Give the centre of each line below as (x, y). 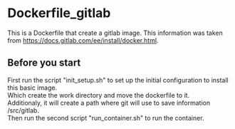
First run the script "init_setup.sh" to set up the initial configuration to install (118, 80)
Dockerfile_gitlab (59, 13)
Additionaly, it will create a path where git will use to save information (109, 103)
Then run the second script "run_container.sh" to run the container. (106, 118)
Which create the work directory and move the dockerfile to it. (99, 95)
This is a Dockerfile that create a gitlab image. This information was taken (115, 33)
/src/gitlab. (23, 110)
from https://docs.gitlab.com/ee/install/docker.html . (83, 40)
